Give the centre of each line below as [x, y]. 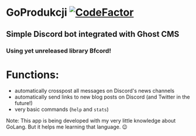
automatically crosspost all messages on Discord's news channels [94, 91]
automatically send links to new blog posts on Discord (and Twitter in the [102, 97]
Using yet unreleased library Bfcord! [59, 51]
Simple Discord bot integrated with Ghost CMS [93, 34]
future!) [24, 103]
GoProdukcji [37, 13]
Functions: [33, 74]
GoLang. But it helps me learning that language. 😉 [67, 127]
